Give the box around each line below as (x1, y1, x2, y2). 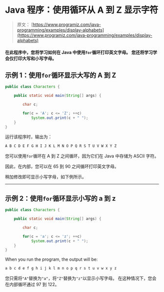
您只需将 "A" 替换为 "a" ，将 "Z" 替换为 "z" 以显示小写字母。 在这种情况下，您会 (5, 275, 157, 281)
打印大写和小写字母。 (13, 55, 57, 61)
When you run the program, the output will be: (5, 256, 98, 262)
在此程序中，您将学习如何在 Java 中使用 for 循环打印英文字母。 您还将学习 (5, 49, 153, 55)
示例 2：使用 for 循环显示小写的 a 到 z (5, 194, 116, 202)
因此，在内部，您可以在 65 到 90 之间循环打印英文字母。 (5, 163, 119, 169)
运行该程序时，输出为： (5, 134, 52, 140)
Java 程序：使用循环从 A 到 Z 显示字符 (5, 4, 159, 16)
